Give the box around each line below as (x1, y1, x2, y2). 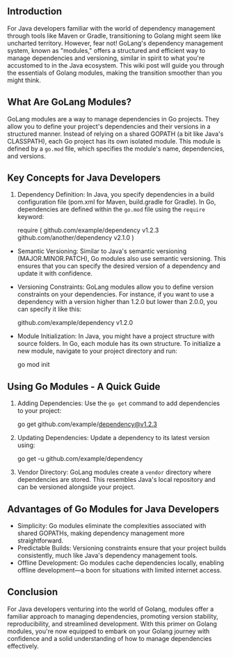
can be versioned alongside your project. (17, 483, 136, 491)
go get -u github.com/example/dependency (17, 455, 143, 463)
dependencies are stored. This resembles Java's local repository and (17, 476, 216, 484)
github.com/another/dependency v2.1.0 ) (17, 234, 134, 242)
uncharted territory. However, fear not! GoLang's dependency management (7, 38, 224, 47)
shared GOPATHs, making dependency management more (17, 529, 185, 538)
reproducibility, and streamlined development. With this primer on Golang (7, 619, 218, 628)
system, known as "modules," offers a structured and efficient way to (7, 46, 206, 54)
